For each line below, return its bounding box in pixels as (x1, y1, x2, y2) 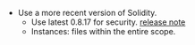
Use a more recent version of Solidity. (17, 8, 157, 18)
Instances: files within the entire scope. (30, 26, 176, 36)
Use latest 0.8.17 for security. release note (30, 17, 186, 27)
